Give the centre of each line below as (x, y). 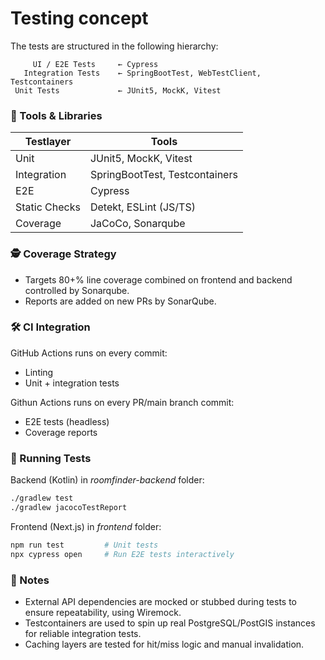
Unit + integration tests (72, 383)
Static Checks (48, 207)
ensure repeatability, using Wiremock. (103, 612)
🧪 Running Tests (51, 458)
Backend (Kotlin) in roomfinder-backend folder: (107, 480)
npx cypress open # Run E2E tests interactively (122, 554)
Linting (39, 372)
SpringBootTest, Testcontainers (163, 175)
